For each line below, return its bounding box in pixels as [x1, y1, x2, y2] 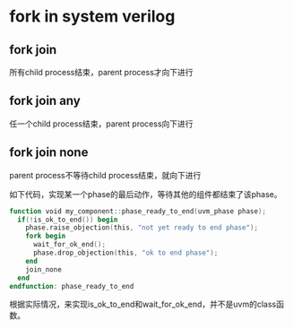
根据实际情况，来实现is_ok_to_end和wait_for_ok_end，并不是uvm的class [9, 299, 277, 310]
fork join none [9, 145, 89, 160]
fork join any [9, 93, 81, 108]
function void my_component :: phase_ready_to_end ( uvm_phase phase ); [9, 206, 267, 216]
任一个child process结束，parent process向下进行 [9, 118, 194, 129]
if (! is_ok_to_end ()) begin [17, 215, 118, 224]
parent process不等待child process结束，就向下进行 [9, 169, 202, 180]
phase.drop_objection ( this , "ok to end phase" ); [32, 248, 219, 257]
